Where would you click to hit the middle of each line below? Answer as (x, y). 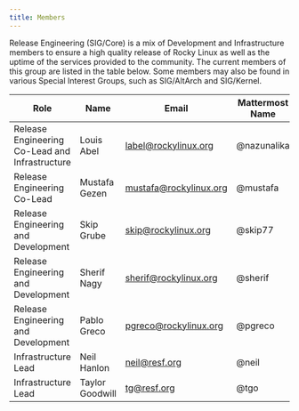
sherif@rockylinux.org (171, 278)
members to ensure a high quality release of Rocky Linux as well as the (139, 52)
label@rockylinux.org (169, 145)
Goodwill (98, 393)
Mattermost (263, 102)
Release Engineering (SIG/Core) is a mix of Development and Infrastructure (147, 43)
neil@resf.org (154, 362)
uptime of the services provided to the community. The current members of (148, 61)
